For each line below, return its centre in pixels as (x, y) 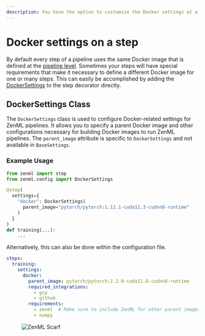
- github (45, 298)
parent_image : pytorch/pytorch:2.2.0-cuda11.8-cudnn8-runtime (109, 281)
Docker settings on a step (72, 42)
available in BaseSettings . (38, 145)
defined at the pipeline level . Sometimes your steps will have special (92, 65)
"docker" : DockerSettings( (52, 202)
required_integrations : (58, 287)
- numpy (43, 315)
